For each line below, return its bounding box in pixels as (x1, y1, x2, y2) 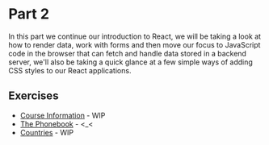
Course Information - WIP (19, 110, 106, 120)
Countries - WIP (19, 127, 74, 137)
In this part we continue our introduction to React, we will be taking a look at (8, 31, 261, 41)
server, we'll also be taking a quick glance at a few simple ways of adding (8, 57, 253, 67)
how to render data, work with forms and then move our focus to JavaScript (8, 39, 261, 49)
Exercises (8, 89, 59, 103)
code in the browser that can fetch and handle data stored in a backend (8, 48, 246, 58)
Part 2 (8, 5, 50, 23)
